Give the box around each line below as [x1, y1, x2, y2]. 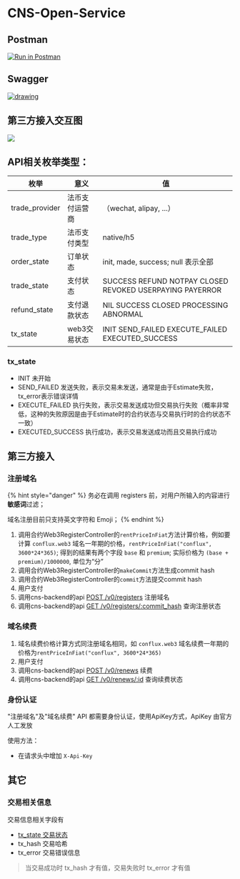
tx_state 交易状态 [17, 830, 68, 839]
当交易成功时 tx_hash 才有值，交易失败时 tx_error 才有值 [24, 863, 191, 872]
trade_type [11, 232, 48, 242]
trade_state [11, 281, 49, 291]
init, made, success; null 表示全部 [102, 257, 214, 267]
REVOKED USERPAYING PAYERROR [102, 285, 222, 295]
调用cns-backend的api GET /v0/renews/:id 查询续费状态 [17, 675, 184, 683]
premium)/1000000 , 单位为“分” [17, 557, 104, 566]
